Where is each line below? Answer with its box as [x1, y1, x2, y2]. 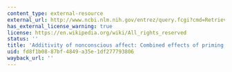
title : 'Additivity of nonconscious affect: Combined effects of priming [7, 42, 224, 49]
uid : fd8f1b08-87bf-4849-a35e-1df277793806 [7, 49, 135, 56]
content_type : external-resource [7, 10, 104, 17]
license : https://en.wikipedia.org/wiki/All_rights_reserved [7, 29, 187, 36]
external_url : [7, 16, 48, 23]
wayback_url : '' [7, 55, 54, 62]
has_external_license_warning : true [7, 23, 113, 29]
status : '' [7, 36, 39, 43]
